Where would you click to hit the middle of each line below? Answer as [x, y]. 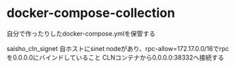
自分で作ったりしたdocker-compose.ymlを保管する [81, 33]
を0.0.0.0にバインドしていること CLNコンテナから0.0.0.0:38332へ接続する [115, 57]
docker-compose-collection [91, 13]
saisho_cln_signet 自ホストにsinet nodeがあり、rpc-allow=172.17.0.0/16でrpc [118, 48]
